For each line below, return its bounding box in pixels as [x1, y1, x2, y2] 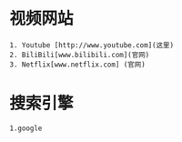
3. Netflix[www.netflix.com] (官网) [9, 60, 146, 69]
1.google [9, 124, 43, 133]
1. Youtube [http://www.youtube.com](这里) [9, 40, 175, 50]
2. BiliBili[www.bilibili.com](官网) [9, 50, 150, 59]
